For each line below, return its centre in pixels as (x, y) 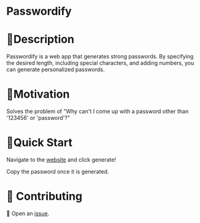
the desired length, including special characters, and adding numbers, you (100, 63)
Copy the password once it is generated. (58, 171)
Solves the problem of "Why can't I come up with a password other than (98, 111)
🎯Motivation (38, 94)
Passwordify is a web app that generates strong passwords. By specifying (100, 57)
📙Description (40, 40)
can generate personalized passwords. (56, 69)
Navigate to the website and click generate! (61, 160)
